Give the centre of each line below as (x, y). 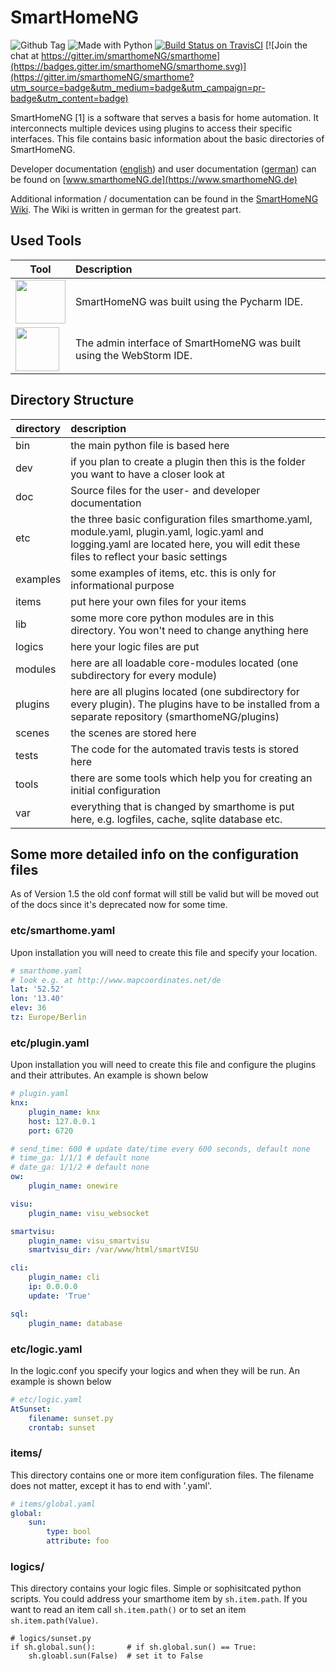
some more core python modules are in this (172, 618)
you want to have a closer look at (148, 474)
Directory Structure (72, 400)
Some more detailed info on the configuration (155, 854)
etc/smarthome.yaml (63, 931)
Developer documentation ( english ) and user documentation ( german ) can (163, 168)
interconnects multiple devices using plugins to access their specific (151, 128)
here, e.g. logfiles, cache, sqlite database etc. (176, 819)
